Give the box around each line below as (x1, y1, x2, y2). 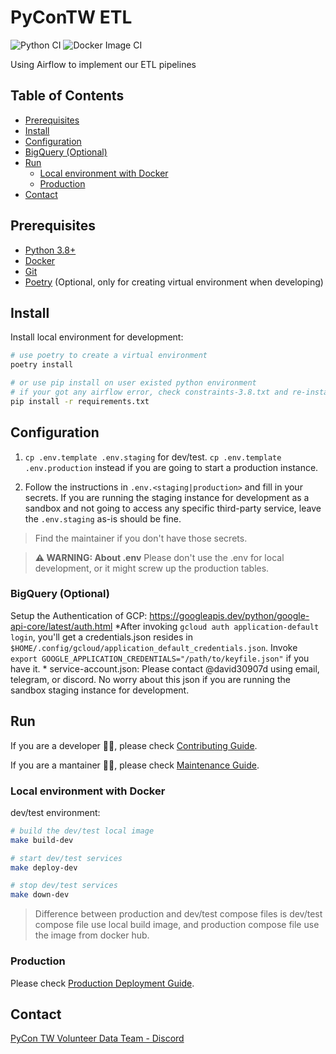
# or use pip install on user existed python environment (10, 378, 257, 388)
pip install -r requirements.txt (10, 396, 150, 406)
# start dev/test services (10, 853, 123, 863)
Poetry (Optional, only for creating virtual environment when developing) (24, 276, 324, 288)
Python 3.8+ (24, 244, 77, 256)
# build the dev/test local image (10, 826, 155, 836)
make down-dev (10, 890, 70, 900)
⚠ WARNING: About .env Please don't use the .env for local (34, 551, 285, 563)
